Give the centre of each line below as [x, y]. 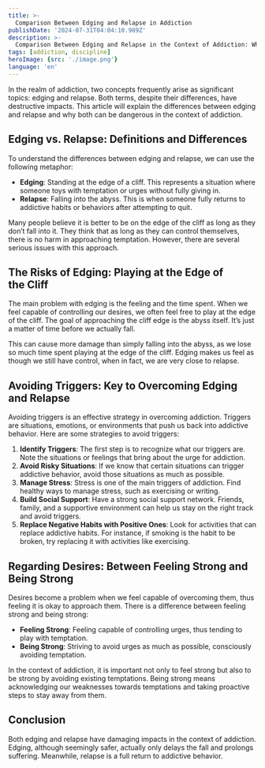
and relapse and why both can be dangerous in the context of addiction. [125, 114]
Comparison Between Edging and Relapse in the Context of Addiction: [132, 45]
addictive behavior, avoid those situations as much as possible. [122, 474]
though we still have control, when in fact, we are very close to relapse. [124, 361]
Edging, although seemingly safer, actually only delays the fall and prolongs [131, 747]
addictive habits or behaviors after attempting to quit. [106, 207]
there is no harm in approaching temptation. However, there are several [124, 239]
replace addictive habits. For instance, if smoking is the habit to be [127, 533]
